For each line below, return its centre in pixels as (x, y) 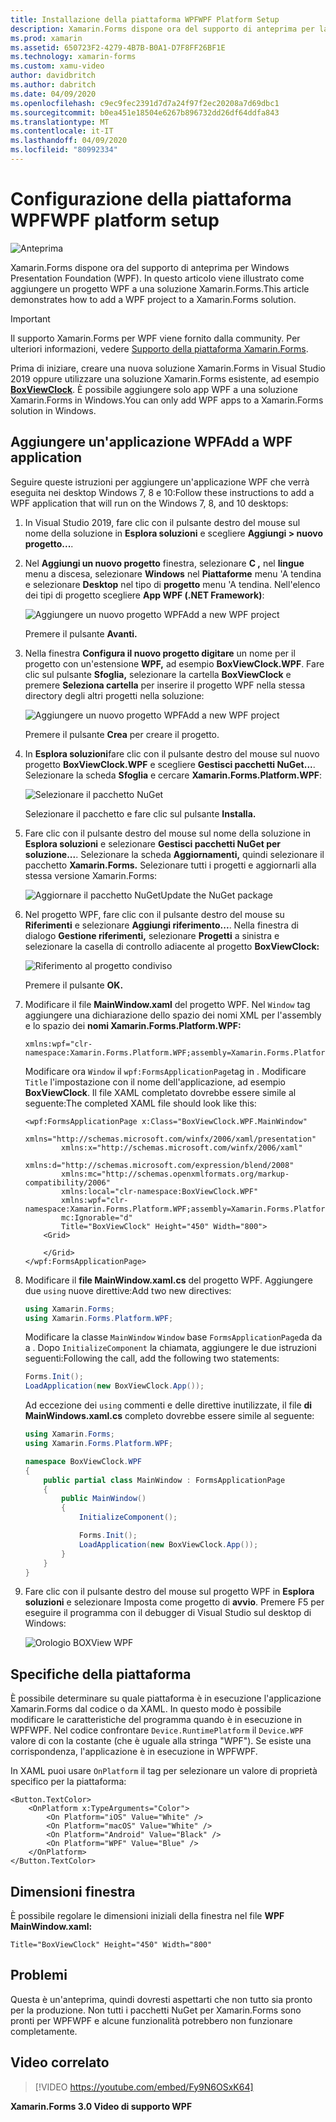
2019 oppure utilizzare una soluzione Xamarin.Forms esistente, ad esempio (165, 378)
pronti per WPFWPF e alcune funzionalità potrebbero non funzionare (151, 2020)
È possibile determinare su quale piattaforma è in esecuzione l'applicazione (166, 1698)
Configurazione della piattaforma (151, 199)
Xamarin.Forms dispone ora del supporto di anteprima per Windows (150, 267)
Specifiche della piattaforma (101, 1674)
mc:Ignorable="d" (97, 1217)
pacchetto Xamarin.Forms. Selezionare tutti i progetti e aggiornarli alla (170, 865)
